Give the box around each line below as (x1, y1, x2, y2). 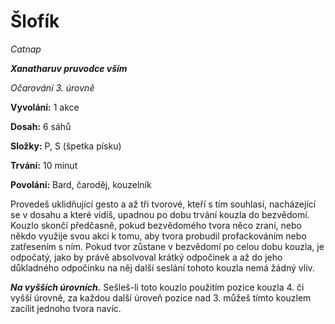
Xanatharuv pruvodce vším (10, 62, 128, 74)
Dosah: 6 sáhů (10, 120, 72, 132)
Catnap (10, 43, 42, 55)
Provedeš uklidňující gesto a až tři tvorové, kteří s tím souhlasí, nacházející (10, 198, 317, 210)
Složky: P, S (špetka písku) (10, 140, 122, 152)
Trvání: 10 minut (10, 159, 78, 171)
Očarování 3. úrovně (10, 81, 95, 94)
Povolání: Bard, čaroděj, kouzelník (10, 178, 152, 190)
